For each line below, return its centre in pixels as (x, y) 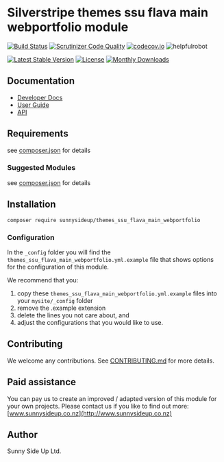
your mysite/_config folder (55, 300)
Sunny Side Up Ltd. (34, 451)
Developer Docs (40, 97)
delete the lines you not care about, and (73, 315)
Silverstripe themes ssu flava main (108, 13)
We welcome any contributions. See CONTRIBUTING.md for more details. (111, 361)
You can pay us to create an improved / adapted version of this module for (112, 398)
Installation (32, 205)
